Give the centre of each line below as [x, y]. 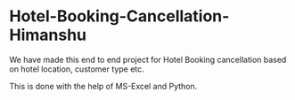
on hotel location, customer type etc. [77, 69]
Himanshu [48, 35]
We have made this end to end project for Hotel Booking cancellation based [148, 59]
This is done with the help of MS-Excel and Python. [103, 86]
